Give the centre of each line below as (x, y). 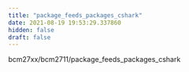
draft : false (30, 37)
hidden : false (31, 30)
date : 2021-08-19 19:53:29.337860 (65, 23)
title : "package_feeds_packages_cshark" (76, 15)
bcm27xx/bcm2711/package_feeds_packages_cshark (94, 59)
